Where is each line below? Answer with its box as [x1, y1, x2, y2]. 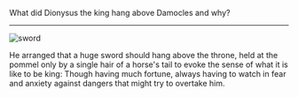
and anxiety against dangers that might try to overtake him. [9, 78, 225, 88]
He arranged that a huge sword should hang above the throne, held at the [9, 50, 278, 60]
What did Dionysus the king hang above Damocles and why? [9, 8, 231, 18]
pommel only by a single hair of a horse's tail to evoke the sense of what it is [9, 59, 288, 70]
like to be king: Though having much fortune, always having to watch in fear [9, 69, 286, 78]
